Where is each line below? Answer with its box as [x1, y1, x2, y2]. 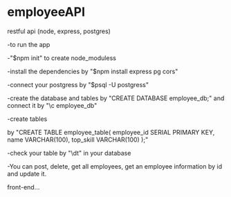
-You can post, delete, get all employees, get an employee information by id [7, 162, 223, 170]
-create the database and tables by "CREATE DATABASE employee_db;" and [7, 94, 225, 102]
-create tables [7, 115, 48, 123]
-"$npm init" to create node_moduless [7, 53, 116, 62]
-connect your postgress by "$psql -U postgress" [7, 80, 149, 88]
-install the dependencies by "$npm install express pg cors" [7, 67, 178, 75]
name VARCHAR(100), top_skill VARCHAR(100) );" [7, 135, 149, 144]
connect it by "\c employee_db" [7, 101, 98, 109]
